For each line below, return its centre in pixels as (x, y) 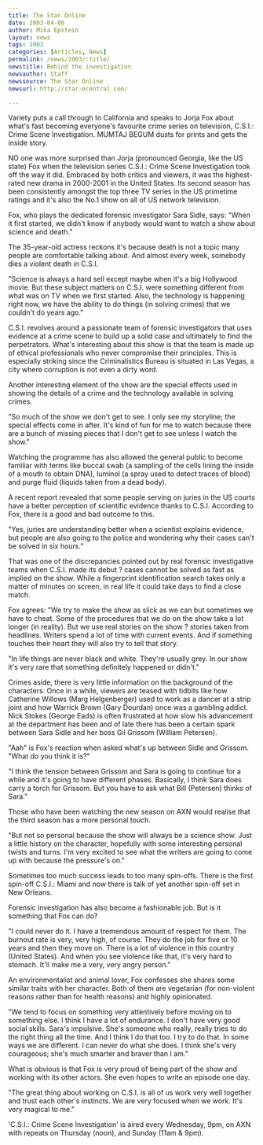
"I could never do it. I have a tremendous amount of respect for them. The (127, 931)
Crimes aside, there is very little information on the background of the (121, 682)
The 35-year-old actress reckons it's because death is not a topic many (124, 247)
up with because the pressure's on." (67, 861)
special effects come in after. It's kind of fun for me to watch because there (130, 425)
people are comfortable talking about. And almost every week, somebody (127, 256)
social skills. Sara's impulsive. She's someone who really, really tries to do (128, 1029)
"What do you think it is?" (49, 756)
